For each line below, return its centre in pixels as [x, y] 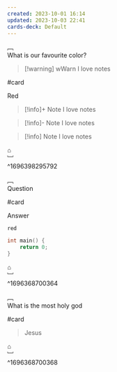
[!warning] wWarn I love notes [67, 69]
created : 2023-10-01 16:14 [46, 14]
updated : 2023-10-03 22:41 [46, 20]
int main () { [26, 241]
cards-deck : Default [37, 27]
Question [20, 189]
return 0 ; [34, 248]
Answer [18, 216]
